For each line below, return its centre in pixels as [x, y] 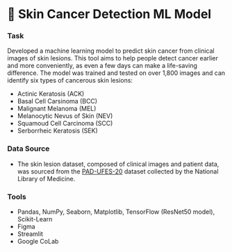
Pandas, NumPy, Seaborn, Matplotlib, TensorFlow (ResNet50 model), [116, 212]
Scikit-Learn [35, 219]
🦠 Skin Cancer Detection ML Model [109, 14]
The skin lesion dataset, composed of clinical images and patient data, [118, 164]
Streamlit [30, 234]
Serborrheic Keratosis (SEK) [58, 131]
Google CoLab [38, 242]
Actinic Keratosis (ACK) [51, 94]
